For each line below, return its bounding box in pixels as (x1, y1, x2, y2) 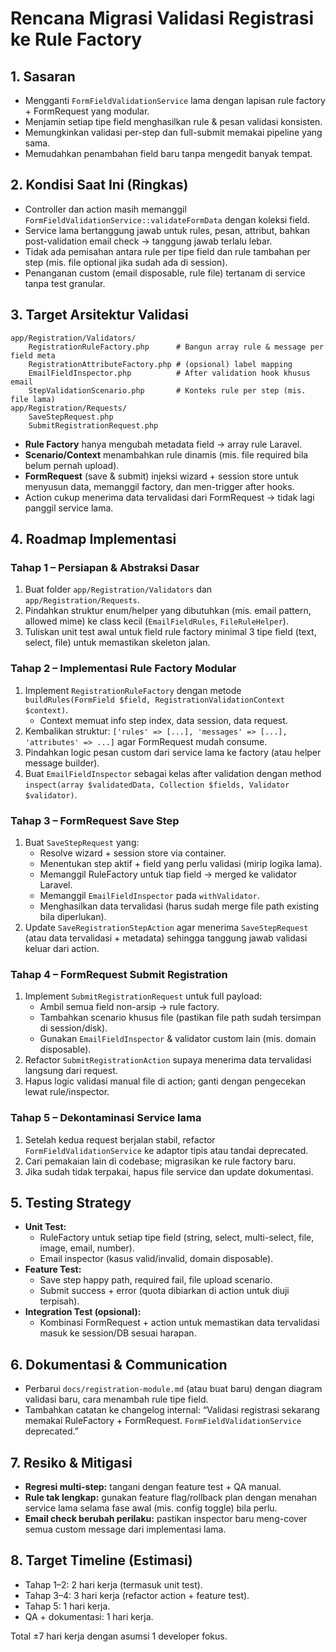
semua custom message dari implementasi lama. (24, 1523, 227, 1535)
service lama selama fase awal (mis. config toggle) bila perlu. (24, 1502, 278, 1514)
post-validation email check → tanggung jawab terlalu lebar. (24, 235, 273, 247)
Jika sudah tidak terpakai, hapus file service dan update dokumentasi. (24, 1165, 314, 1177)
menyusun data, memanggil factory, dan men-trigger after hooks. (24, 480, 295, 492)
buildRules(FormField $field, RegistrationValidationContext (24, 695, 286, 705)
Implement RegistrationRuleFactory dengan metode (24, 684, 242, 696)
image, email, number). (39, 1242, 135, 1254)
